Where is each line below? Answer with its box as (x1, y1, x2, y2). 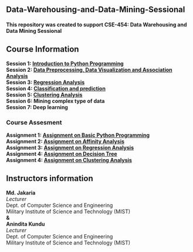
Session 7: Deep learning (6, 103, 69, 110)
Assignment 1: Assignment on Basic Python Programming (6, 132, 150, 139)
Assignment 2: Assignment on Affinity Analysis (6, 138, 125, 145)
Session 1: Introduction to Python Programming (6, 60, 124, 67)
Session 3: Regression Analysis (6, 79, 85, 86)
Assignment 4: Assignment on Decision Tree (6, 150, 117, 157)
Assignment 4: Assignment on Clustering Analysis (6, 157, 132, 164)
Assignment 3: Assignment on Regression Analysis (6, 144, 134, 152)
